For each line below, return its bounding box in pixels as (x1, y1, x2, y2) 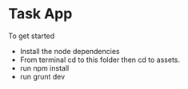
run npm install (19, 63, 70, 72)
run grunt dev (19, 72, 66, 81)
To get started (8, 31, 55, 41)
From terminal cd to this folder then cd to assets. (19, 55, 181, 64)
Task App (8, 5, 73, 23)
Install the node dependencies (19, 46, 120, 56)
